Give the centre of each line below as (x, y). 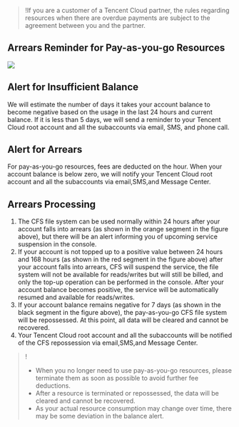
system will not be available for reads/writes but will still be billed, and (120, 275)
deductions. (53, 386)
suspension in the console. (57, 244)
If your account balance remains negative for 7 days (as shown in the (119, 305)
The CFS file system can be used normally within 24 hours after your (119, 221)
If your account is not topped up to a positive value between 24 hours (120, 252)
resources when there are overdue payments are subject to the (117, 18)
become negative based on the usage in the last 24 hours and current (110, 112)
